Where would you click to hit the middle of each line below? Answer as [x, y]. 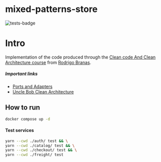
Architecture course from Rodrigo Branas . [48, 62]
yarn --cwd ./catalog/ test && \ [40, 145]
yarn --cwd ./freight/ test [34, 155]
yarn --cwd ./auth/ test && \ [37, 141]
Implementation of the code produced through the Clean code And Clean [80, 57]
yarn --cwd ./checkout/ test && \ [41, 150]
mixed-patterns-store [51, 9]
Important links [21, 74]
